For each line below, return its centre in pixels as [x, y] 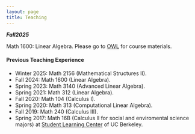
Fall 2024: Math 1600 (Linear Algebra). [63, 79]
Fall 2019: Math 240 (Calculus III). [56, 111]
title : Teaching [26, 17]
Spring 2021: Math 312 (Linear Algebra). [64, 92]
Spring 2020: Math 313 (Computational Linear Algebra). [84, 105]
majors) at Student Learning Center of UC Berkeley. [79, 124]
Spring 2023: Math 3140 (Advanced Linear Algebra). [80, 86]
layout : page [23, 12]
